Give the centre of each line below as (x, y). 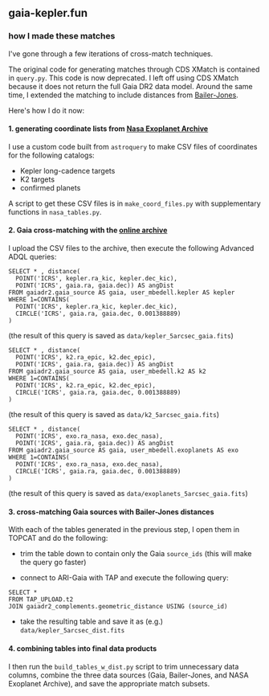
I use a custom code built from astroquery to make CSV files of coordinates (133, 146)
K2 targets (37, 179)
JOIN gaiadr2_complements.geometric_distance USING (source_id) (118, 607)
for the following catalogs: (51, 155)
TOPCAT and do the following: (58, 538)
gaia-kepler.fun (48, 13)
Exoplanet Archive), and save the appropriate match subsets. (109, 683)
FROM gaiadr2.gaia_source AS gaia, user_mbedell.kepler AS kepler (122, 293)
